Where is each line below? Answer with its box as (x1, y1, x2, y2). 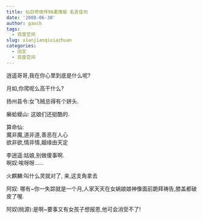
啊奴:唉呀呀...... (6, 159, 44, 166)
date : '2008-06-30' (6, 15, 56, 21)
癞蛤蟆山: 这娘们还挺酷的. (6, 110, 70, 117)
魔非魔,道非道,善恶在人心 (6, 131, 69, 138)
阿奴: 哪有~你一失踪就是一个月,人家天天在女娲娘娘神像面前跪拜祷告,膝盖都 (6, 185, 192, 192)
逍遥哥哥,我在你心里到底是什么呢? (6, 71, 91, 79)
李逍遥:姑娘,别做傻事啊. (6, 151, 65, 159)
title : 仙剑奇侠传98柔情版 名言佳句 (6, 9, 88, 15)
